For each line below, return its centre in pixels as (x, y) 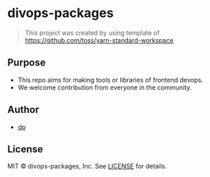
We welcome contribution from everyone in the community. (105, 87)
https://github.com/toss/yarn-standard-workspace (99, 40)
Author (23, 110)
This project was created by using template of (92, 33)
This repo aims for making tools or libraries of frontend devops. (110, 80)
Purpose (27, 63)
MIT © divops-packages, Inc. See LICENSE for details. (87, 166)
